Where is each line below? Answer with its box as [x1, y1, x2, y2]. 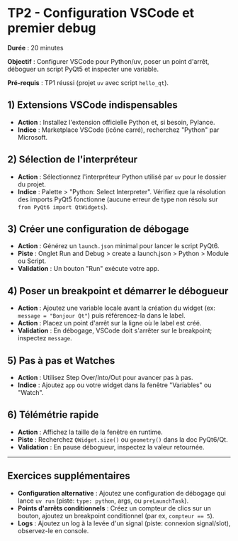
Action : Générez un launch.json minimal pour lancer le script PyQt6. [17, 242, 220, 250]
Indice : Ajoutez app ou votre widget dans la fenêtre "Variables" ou [17, 381, 212, 389]
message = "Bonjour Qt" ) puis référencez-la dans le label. [17, 311, 186, 320]
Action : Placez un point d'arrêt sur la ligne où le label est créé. [17, 319, 202, 328]
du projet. [17, 179, 46, 189]
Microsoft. [17, 133, 48, 141]
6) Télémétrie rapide [7, 409, 99, 421]
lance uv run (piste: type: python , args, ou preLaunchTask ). [17, 496, 189, 505]
